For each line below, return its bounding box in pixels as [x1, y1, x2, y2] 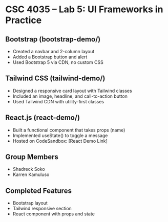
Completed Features [5, 186, 72, 195]
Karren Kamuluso [12, 171, 50, 177]
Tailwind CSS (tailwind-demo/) [5, 74, 106, 83]
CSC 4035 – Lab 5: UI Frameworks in [5, 4, 163, 15]
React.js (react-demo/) [5, 114, 80, 122]
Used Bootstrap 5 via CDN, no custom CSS [12, 59, 103, 65]
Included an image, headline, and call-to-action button [12, 93, 128, 99]
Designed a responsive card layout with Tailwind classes [12, 87, 132, 94]
